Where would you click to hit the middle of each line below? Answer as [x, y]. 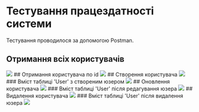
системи [29, 24]
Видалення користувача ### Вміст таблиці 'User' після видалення [95, 96]
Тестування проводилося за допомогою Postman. [70, 40]
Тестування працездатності [80, 11]
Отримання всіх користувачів [65, 59]
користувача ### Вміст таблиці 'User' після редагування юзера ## [99, 89]
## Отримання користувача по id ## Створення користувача [96, 74]
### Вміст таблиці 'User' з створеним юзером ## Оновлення [88, 81]
